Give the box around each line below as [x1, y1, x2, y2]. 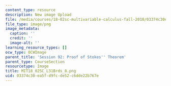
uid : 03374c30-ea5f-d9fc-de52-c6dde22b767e [5, 73, 99, 78]
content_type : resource [5, 7, 56, 13]
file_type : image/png [5, 21, 51, 27]
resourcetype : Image [5, 64, 49, 69]
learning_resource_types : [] [5, 45, 67, 50]
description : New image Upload [5, 12, 72, 17]
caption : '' [10, 31, 36, 36]
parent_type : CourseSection [5, 59, 65, 64]
